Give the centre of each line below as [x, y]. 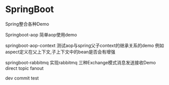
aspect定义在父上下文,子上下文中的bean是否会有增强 [60, 52]
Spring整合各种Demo [27, 24]
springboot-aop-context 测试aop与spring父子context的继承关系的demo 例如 [85, 45]
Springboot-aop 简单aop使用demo [41, 34]
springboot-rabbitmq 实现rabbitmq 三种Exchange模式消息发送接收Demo [80, 62]
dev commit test [22, 78]
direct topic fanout [25, 68]
